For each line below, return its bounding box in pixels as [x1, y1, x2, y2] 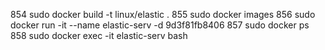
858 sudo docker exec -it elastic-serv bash [10, 30, 188, 41]
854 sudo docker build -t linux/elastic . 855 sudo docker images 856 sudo [10, 9, 316, 20]
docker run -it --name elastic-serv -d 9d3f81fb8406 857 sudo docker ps [10, 19, 310, 31]
